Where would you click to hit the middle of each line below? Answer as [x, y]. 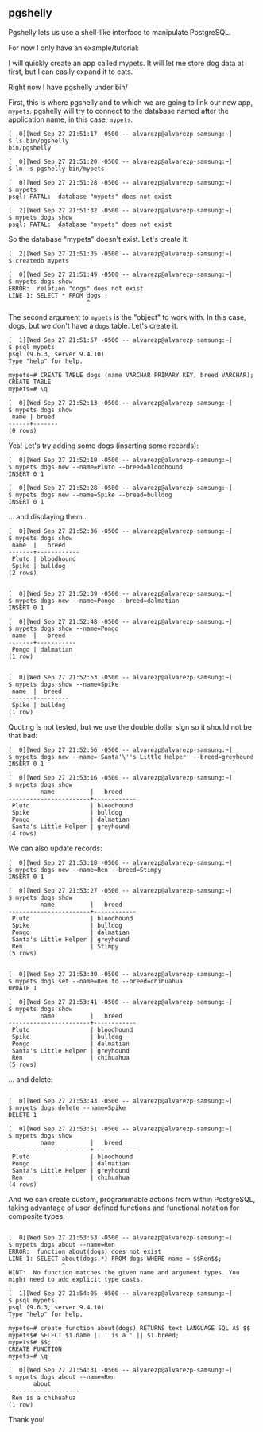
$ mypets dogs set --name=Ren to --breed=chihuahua [95, 981]
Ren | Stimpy [65, 946]
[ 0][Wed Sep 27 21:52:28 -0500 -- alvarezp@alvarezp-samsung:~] [120, 488]
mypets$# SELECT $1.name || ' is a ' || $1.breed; [94, 1335]
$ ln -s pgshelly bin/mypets [56, 169]
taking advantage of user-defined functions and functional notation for [124, 1208]
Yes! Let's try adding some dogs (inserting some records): [103, 446]
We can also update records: [55, 848]
